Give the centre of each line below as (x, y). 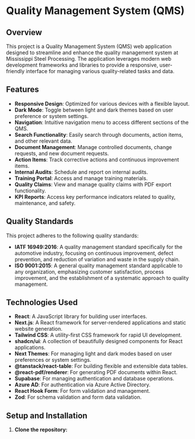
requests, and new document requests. (62, 153)
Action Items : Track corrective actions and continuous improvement (97, 160)
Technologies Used (42, 303)
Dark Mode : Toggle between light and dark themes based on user (94, 110)
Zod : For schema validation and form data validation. (78, 397)
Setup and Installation (47, 415)
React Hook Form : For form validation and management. (82, 391)
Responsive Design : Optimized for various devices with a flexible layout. (102, 103)
